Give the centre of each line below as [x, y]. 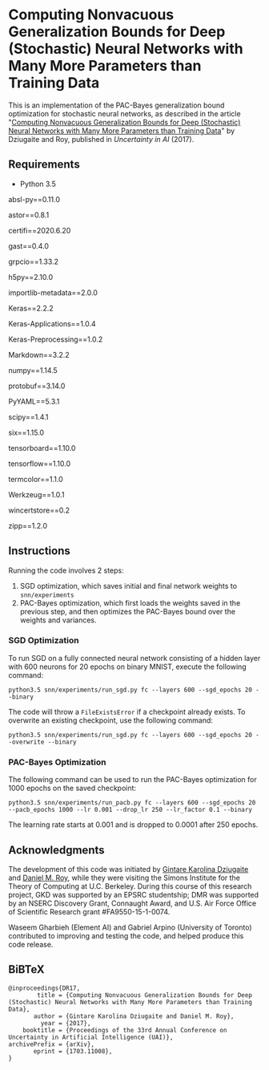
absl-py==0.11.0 [34, 199]
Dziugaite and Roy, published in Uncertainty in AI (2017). [101, 139]
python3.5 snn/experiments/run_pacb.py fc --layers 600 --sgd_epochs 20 [132, 803]
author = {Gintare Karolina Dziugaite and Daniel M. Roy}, [134, 1016]
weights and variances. [58, 620]
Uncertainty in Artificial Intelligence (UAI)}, [91, 1037]
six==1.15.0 [26, 432]
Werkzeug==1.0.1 [36, 494]
